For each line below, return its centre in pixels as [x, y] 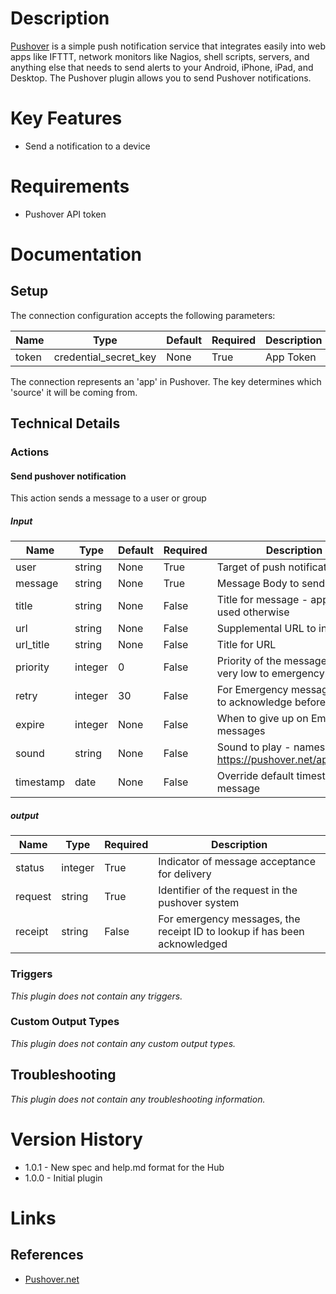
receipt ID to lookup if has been [231, 932]
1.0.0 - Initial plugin [63, 1178]
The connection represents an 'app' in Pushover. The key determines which [166, 381]
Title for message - [262, 600]
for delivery [185, 874]
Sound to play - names [271, 747]
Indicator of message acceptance [237, 862]
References [47, 1255]
